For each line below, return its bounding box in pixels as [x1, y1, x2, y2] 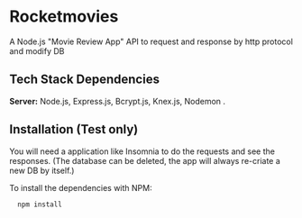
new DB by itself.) [9, 165, 75, 176]
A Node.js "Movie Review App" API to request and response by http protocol [9, 36, 293, 47]
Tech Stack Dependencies [9, 72, 160, 87]
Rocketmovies [9, 6, 119, 27]
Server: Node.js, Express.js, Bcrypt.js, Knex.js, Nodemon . [9, 95, 226, 106]
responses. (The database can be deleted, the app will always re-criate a [9, 155, 281, 166]
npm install [17, 200, 63, 209]
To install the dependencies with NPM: [9, 182, 152, 193]
